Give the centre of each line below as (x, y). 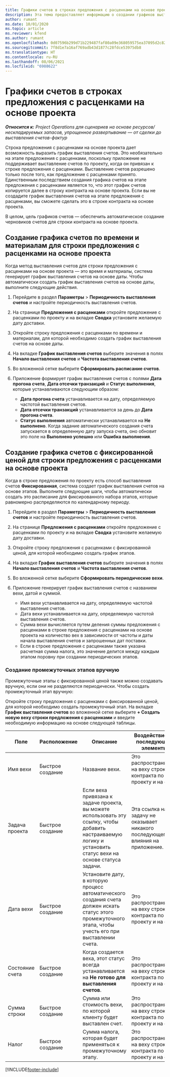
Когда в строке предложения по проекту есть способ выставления (78, 480)
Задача (17, 824)
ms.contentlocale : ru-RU (31, 57)
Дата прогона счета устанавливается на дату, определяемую (88, 399)
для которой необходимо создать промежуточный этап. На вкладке (79, 707)
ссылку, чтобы (101, 821)
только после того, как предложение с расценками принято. (71, 175)
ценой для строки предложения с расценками (83, 460)
